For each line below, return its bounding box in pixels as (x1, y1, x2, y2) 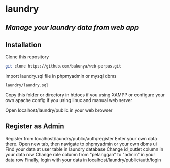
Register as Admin (5, 122, 64, 130)
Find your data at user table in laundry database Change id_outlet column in (5, 146, 164, 152)
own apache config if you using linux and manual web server (5, 97, 133, 104)
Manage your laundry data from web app (5, 23, 139, 32)
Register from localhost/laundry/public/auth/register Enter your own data (5, 135, 157, 141)
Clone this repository (5, 54, 49, 60)
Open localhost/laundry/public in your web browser (5, 107, 113, 113)
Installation (5, 40, 42, 49)
